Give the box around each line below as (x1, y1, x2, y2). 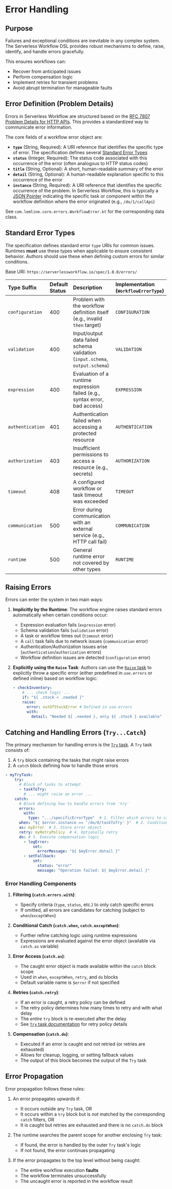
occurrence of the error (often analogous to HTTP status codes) (12, 160, 148, 166)
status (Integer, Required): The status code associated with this (12, 155, 147, 161)
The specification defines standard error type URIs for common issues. (5, 242, 155, 248)
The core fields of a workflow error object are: (5, 134, 103, 140)
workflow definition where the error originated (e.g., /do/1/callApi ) (12, 198, 155, 205)
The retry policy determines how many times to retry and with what (20, 1005, 162, 1011)
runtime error (73, 553, 105, 560)
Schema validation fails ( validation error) (20, 627, 109, 634)
